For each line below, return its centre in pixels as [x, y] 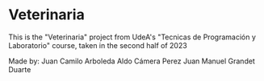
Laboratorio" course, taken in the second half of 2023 [98, 45]
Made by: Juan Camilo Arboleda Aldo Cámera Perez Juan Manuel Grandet [132, 61]
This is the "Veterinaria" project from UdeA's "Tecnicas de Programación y [132, 37]
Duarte [20, 69]
